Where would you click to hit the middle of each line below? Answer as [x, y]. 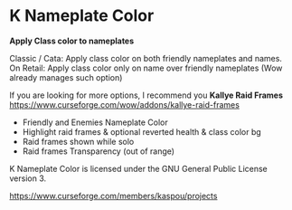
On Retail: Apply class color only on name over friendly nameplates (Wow [146, 68]
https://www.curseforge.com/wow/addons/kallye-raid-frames [124, 104]
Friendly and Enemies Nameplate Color [95, 122]
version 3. [28, 178]
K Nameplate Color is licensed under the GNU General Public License [139, 168]
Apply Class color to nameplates [72, 41]
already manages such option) [66, 77]
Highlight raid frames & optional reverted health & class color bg [142, 131]
